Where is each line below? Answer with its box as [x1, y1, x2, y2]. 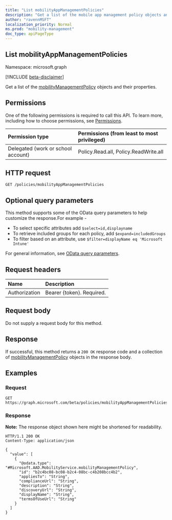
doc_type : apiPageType [5, 31, 54, 36]
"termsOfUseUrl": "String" [18, 496, 77, 502]
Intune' [12, 241, 29, 246]
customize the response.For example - [5, 215, 87, 221]
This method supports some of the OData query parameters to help [5, 210, 147, 216]
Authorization [8, 289, 40, 296]
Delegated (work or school [8, 144, 72, 152]
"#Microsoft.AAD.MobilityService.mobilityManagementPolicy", [5, 465, 139, 470]
